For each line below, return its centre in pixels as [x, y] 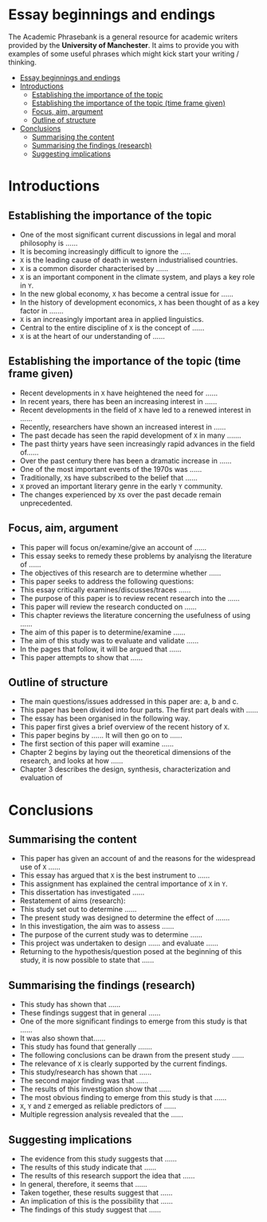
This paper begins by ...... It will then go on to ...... [101, 736]
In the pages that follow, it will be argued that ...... [100, 649]
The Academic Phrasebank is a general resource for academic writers [123, 37]
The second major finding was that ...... [84, 1081]
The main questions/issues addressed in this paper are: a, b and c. [129, 701]
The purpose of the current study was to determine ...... [111, 935]
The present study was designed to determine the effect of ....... [125, 917]
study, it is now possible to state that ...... [87, 960]
